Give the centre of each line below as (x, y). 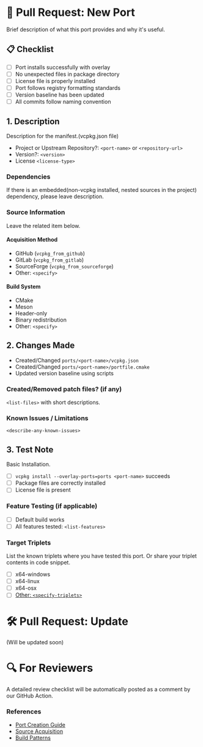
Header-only (31, 313)
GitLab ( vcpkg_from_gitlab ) (50, 260)
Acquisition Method (32, 240)
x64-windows (33, 575)
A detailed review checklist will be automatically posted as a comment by (98, 690)
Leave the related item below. (43, 226)
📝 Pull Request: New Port (71, 13)
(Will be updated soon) (35, 642)
